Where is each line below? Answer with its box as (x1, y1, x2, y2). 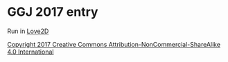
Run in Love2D (7, 27, 49, 35)
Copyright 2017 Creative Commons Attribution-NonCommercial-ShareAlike (7, 40, 220, 48)
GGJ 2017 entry (7, 4, 98, 20)
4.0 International (7, 48, 54, 56)
